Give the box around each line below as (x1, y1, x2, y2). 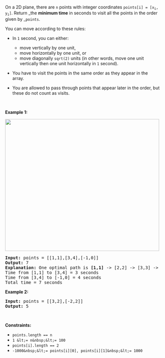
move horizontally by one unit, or (19, 50, 87, 56)
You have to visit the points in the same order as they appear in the (12, 70, 148, 76)
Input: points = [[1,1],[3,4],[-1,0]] (5, 255, 99, 260)
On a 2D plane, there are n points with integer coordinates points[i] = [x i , (5, 4, 159, 11)
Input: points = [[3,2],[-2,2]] (5, 298, 83, 304)
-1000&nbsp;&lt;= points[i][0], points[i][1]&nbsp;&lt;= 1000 (12, 348, 143, 353)
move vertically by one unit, (19, 44, 76, 51)
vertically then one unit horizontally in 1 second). (19, 60, 119, 66)
